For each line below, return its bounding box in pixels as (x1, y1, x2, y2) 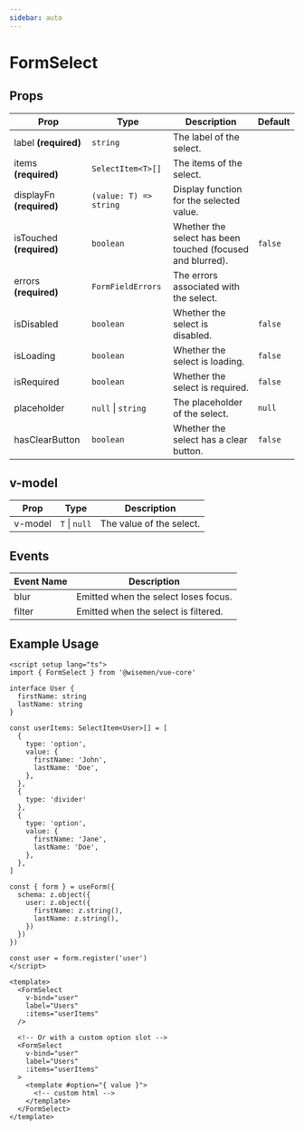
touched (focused (173, 242, 249, 255)
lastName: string (17, 700, 83, 709)
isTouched (14, 231, 58, 244)
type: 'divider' (25, 795, 88, 804)
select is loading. (173, 355, 245, 367)
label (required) (14, 136, 81, 149)
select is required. (173, 381, 249, 394)
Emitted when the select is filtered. (76, 605, 223, 618)
